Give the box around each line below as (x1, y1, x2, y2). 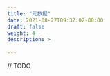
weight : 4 (7, 29, 36, 37)
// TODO (7, 62, 31, 70)
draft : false (7, 23, 45, 30)
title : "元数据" (7, 10, 51, 17)
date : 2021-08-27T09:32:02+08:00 (7, 17, 104, 24)
